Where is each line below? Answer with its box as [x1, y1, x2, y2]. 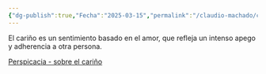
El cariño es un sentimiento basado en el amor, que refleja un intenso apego [8, 33, 256, 43]
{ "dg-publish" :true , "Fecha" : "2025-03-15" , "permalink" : [8, 11, 193, 20]
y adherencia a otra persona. [8, 41, 103, 51]
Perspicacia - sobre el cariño [8, 57, 103, 66]
